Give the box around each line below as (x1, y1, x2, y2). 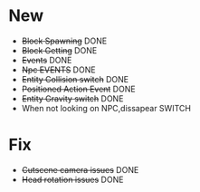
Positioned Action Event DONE (21, 83, 137, 94)
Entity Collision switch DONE (21, 73, 129, 84)
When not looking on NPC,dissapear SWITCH (21, 102, 192, 113)
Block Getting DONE (21, 44, 98, 55)
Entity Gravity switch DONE (21, 92, 124, 104)
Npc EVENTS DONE (21, 64, 96, 75)
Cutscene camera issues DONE (21, 164, 139, 175)
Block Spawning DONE (21, 35, 108, 46)
